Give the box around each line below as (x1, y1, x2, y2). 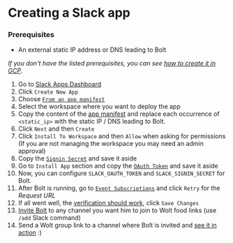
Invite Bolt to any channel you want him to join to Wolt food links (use (17, 206, 217, 214)
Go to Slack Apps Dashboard (17, 80, 102, 89)
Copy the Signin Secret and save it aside (17, 154, 137, 163)
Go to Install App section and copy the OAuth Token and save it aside (17, 162, 218, 170)
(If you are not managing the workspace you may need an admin (17, 140, 204, 148)
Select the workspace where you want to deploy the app (17, 103, 181, 111)
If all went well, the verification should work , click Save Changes (17, 199, 200, 207)
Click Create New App (17, 87, 79, 96)
